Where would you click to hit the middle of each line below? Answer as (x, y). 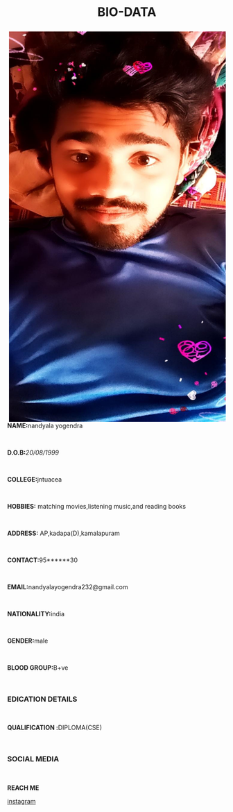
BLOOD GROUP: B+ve (38, 668)
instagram (21, 801)
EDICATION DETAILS (42, 700)
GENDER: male (28, 641)
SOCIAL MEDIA (33, 759)
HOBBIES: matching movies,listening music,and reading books (96, 507)
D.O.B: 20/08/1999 (33, 452)
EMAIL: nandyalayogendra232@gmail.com (68, 587)
